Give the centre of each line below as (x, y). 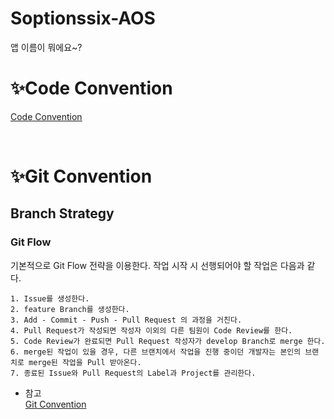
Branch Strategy (62, 213)
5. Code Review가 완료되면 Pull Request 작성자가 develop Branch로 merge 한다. (168, 341)
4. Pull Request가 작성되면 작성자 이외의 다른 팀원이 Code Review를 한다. (151, 330)
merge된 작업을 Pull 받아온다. (85, 362)
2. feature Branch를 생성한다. (70, 309)
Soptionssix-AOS (83, 18)
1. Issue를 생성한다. (50, 298)
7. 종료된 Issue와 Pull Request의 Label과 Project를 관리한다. (133, 373)
